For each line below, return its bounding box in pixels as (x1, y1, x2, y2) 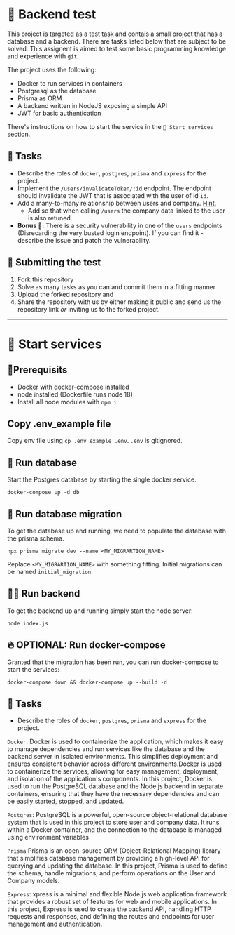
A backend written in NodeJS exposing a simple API (17, 101, 168, 110)
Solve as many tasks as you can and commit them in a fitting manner (17, 282, 216, 291)
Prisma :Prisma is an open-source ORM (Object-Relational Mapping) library (7, 847, 221, 855)
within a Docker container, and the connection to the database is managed (7, 825, 222, 834)
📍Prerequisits (7, 364, 68, 376)
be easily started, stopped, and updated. (7, 797, 124, 806)
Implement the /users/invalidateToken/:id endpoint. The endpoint (17, 184, 212, 192)
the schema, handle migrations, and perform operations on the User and (7, 869, 216, 877)
